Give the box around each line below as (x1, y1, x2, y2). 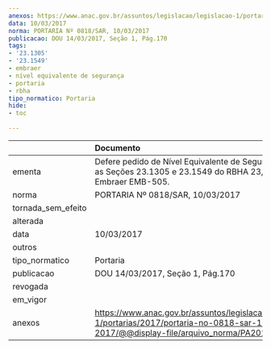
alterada (12, 215, 44, 226)
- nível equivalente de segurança (8, 72, 125, 80)
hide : (8, 102, 27, 110)
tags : (8, 42, 27, 50)
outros (12, 241, 38, 252)
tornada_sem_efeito (12, 202, 87, 214)
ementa (12, 166, 42, 177)
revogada (12, 280, 48, 292)
